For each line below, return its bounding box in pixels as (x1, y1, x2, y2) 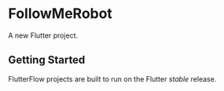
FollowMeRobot (8, 5, 112, 23)
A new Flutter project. (8, 31, 79, 40)
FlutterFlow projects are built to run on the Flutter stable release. (8, 74, 217, 83)
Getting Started (8, 53, 86, 67)
